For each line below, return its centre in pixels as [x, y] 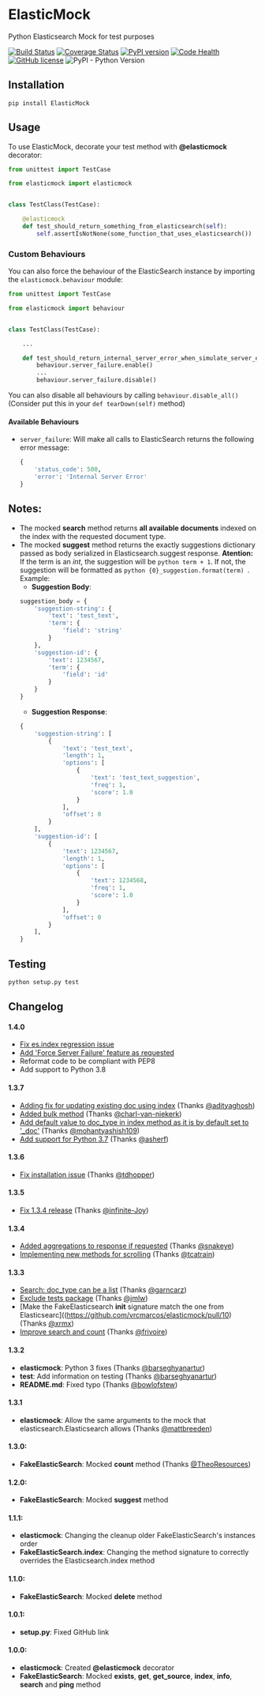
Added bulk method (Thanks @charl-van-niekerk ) [101, 1114]
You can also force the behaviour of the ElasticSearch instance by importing [132, 271]
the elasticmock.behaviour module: [66, 280]
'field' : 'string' [92, 631]
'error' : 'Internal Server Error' [91, 477]
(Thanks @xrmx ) [47, 1324]
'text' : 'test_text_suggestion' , [145, 778]
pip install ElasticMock [49, 103]
